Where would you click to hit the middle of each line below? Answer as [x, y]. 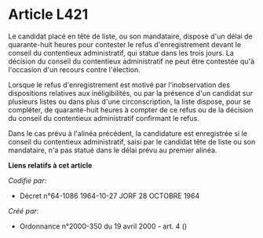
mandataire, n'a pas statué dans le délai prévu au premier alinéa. [113, 150]
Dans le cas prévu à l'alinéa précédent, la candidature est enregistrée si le [128, 133]
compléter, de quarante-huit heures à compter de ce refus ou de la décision [131, 110]
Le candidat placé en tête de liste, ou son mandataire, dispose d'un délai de [130, 36]
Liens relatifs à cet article [50, 165]
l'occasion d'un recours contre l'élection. [75, 69]
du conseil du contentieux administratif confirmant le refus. [104, 118]
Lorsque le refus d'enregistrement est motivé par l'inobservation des [119, 85]
